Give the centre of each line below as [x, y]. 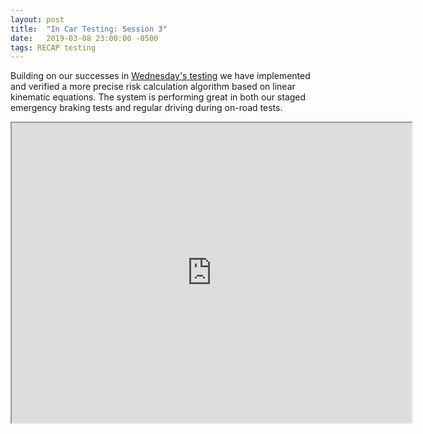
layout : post [37, 19]
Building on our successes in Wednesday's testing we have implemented [160, 76]
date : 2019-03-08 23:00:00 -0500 [84, 38]
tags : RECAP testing [53, 47]
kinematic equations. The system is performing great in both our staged [158, 97]
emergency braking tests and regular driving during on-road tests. [146, 108]
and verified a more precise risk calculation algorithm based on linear [153, 87]
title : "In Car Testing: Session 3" [89, 29]
